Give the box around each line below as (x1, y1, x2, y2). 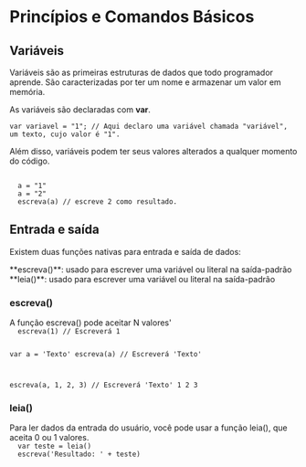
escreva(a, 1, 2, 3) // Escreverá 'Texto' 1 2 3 (9, 380, 198, 389)
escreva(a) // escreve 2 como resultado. (17, 197, 178, 207)
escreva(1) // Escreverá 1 (17, 327, 121, 336)
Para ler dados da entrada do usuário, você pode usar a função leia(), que (9, 422, 288, 433)
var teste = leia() (17, 441, 92, 451)
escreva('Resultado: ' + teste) (17, 450, 142, 459)
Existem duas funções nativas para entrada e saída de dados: (9, 246, 242, 257)
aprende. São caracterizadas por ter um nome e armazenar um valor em (9, 77, 281, 88)
